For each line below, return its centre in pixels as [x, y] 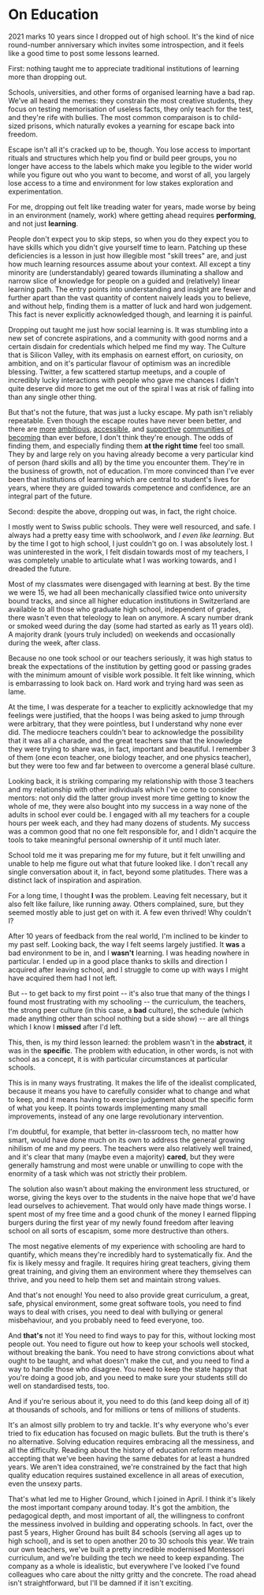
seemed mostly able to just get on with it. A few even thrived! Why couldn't [130, 912]
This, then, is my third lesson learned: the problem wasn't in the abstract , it [130, 1042]
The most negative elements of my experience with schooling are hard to [127, 1246]
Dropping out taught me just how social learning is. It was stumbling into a [128, 329]
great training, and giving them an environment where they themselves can [130, 1271]
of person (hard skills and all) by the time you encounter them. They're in [126, 462]
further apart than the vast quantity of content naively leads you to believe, [130, 297]
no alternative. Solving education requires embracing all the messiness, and [131, 1441]
